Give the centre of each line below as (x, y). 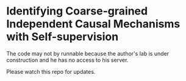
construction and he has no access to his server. (67, 60)
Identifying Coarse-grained (77, 11)
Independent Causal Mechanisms (93, 24)
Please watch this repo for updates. (51, 71)
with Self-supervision (63, 37)
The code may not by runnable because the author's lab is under (88, 53)
